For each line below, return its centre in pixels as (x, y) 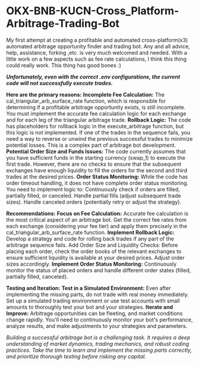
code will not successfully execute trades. (60, 83)
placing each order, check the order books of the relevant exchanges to (94, 251)
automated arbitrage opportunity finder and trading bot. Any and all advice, (98, 46)
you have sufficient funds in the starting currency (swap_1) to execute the (96, 157)
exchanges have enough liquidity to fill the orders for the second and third (97, 170)
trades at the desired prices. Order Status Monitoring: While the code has (97, 176)
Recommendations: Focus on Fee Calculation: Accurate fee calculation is (97, 213)
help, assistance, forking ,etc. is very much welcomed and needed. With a (97, 52)
